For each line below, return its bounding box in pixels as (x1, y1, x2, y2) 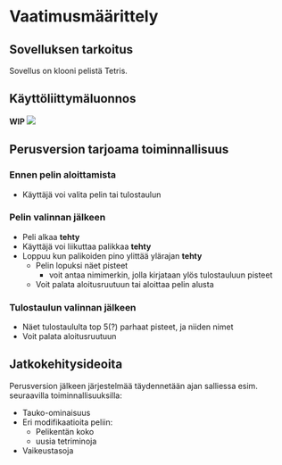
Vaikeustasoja (21, 444, 74, 456)
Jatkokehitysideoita (9, 357, 123, 372)
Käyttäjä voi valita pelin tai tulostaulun (21, 189, 162, 200)
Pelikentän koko (35, 426, 95, 436)
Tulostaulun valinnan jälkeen (9, 301, 137, 313)
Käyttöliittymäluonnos (9, 91, 137, 106)
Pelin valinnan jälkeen (9, 212, 106, 224)
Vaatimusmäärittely (9, 6, 159, 27)
